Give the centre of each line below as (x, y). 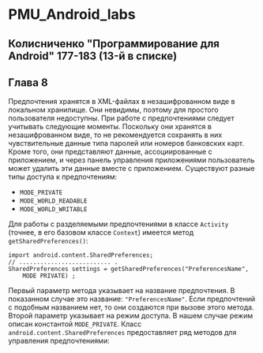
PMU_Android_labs (72, 15)
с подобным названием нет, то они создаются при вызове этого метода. (131, 307)
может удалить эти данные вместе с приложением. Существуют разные (131, 169)
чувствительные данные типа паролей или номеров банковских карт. (126, 143)
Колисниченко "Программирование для (114, 44)
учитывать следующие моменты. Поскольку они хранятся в (110, 127)
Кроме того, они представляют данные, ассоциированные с (110, 152)
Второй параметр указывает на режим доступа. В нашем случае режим (131, 316)
